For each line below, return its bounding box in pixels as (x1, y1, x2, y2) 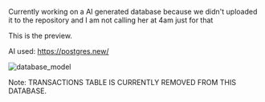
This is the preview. (8, 31, 72, 40)
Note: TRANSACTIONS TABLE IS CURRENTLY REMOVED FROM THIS (8, 78, 237, 87)
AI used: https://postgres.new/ (8, 47, 109, 55)
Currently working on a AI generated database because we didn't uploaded (8, 7, 258, 16)
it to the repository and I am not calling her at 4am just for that (8, 15, 214, 25)
